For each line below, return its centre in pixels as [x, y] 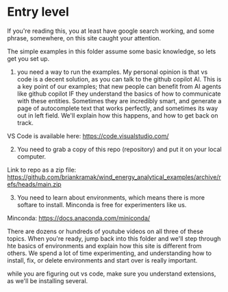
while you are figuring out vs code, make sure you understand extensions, [112, 274]
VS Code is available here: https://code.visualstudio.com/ [88, 136]
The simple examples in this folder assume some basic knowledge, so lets [112, 51]
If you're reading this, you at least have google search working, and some [111, 31]
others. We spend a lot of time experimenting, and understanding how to [110, 253]
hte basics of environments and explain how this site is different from [104, 245]
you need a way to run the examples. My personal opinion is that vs [112, 72]
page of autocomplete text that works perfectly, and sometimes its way [117, 108]
